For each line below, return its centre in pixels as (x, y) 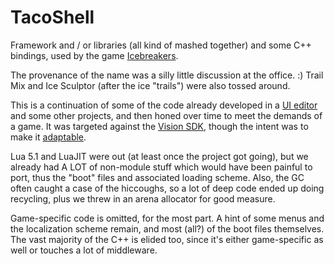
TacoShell (52, 17)
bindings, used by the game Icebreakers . (94, 55)
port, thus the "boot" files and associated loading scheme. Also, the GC (157, 177)
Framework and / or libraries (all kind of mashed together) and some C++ (161, 45)
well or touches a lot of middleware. (84, 250)
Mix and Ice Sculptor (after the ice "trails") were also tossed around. (150, 85)
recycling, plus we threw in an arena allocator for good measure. (143, 198)
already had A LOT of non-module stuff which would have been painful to (161, 167)
